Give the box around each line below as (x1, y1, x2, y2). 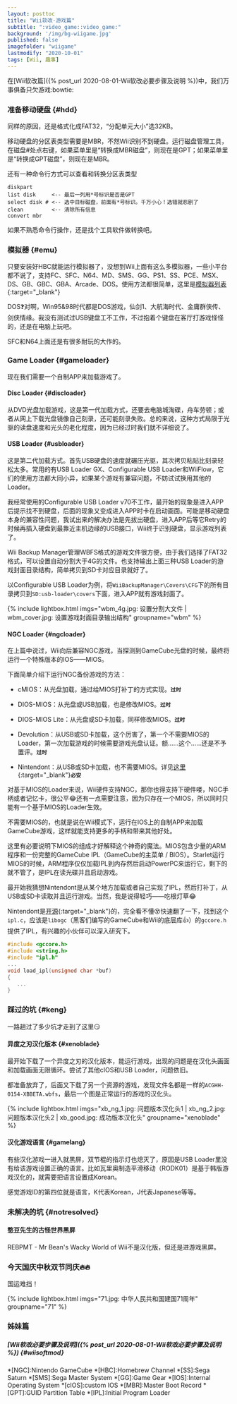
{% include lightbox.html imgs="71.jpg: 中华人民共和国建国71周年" (7, 1295, 199, 1303)
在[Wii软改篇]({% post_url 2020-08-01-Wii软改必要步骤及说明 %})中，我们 (7, 76, 224, 85)
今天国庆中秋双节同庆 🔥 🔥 (7, 1262, 90, 1272)
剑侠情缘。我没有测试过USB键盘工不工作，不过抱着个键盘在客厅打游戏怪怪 (7, 313, 224, 322)
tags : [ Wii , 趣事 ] (7, 56, 59, 63)
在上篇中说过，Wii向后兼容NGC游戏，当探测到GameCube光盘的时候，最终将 (7, 646, 230, 655)
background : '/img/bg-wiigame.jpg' (7, 30, 112, 37)
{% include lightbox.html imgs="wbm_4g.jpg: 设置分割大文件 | (7, 605, 187, 613)
